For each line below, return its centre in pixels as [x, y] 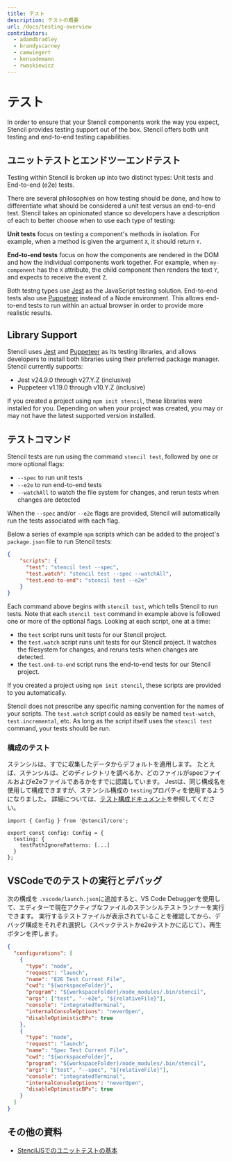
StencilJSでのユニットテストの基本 [67, 1150]
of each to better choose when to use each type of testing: [91, 221]
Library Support [42, 335]
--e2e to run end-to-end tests [59, 485]
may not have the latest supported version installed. [81, 416]
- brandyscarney [37, 46]
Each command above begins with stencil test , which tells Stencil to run [113, 606]
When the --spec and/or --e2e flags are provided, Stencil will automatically [114, 513]
